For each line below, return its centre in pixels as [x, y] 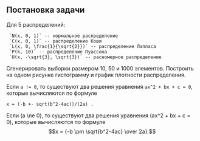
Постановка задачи [46, 10]
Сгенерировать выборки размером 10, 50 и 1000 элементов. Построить [100, 68]
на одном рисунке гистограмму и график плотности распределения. [96, 75]
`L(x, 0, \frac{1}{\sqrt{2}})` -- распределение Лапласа [82, 46]
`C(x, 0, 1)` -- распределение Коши [55, 41]
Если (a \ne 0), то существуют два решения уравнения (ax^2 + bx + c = [98, 115]
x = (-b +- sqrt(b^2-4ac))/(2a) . [50, 104]
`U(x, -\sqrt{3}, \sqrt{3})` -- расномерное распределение [85, 57]
